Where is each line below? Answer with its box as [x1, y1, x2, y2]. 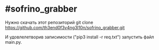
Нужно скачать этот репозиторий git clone [5, 19, 94, 25]
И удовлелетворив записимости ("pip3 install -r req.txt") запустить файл [5, 34, 154, 40]
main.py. [5, 39, 22, 45]
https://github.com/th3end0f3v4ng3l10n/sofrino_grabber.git [5, 24, 125, 30]
